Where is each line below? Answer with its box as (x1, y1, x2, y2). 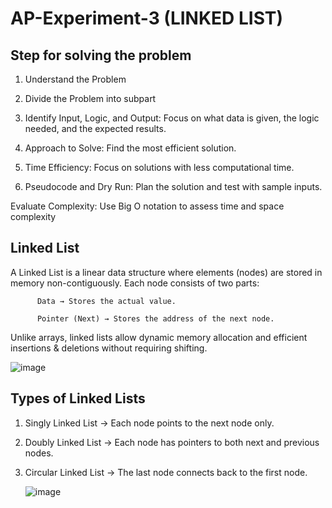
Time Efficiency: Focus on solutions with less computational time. (24, 162, 295, 173)
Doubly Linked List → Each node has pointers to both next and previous (24, 436, 320, 448)
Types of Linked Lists (10, 390, 146, 407)
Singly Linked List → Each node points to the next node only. (24, 417, 275, 429)
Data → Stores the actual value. (36, 296, 177, 306)
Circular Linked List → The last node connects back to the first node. (24, 466, 308, 478)
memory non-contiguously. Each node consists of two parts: (10, 277, 260, 289)
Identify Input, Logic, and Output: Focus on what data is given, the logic (24, 112, 320, 124)
